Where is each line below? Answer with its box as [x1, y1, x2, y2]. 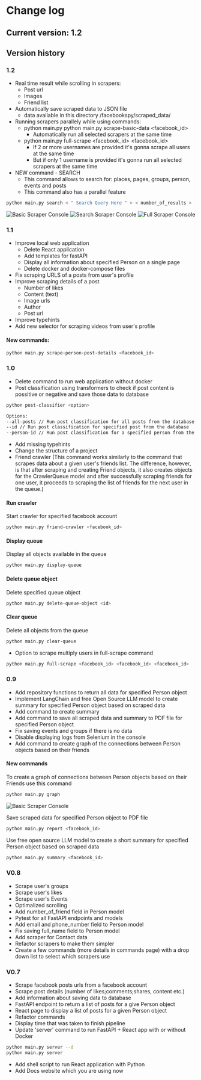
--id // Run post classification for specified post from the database [6, 424, 189, 430]
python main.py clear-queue [6, 638, 77, 644]
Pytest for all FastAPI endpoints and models [14, 914, 123, 921]
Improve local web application [14, 239, 89, 247]
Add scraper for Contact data [14, 933, 88, 940]
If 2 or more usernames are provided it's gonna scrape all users [32, 144, 190, 151]
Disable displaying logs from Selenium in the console [14, 733, 146, 741]
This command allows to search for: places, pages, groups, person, [23, 176, 191, 183]
